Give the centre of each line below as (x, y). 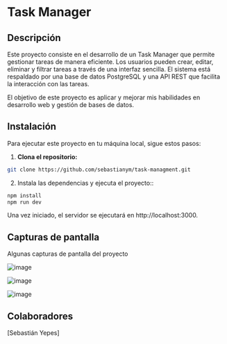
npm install (24, 195)
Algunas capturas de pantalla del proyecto (68, 254)
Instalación (32, 127)
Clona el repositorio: (47, 156)
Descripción (34, 38)
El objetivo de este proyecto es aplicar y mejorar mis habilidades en (104, 97)
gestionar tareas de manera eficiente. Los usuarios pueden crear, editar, (110, 62)
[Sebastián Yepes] (34, 333)
